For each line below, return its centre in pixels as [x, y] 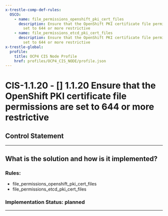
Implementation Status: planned [45, 202]
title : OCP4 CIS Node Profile [46, 56]
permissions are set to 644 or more [80, 107]
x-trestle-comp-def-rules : [33, 10]
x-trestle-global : [24, 47]
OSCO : [15, 14]
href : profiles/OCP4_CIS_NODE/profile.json [60, 61]
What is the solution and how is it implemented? [81, 159]
